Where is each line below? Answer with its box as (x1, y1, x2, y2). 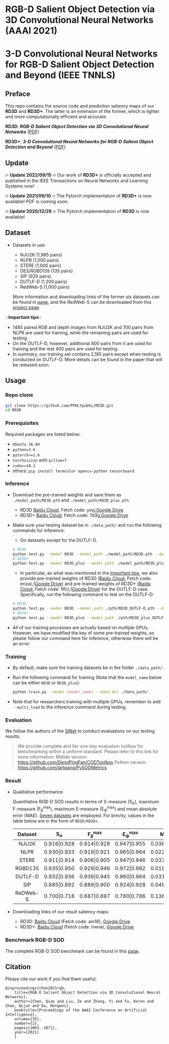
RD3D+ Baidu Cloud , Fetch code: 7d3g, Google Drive (20, 512, 128, 518)
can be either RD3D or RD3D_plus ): (12, 680, 80, 686)
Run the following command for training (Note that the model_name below (12, 675, 162, 681)
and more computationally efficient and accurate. (5, 114, 107, 120)
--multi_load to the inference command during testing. (12, 704, 127, 710)
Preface (5, 89, 31, 98)
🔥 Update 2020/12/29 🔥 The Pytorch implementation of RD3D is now (5, 208, 149, 214)
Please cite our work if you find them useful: (5, 976, 97, 982)
